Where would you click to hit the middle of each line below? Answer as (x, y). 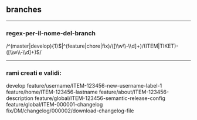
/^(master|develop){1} (32, 46)
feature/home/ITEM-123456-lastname (52, 92)
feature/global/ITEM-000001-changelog (55, 105)
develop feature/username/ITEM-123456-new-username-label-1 (84, 86)
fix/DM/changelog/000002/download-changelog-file (70, 111)
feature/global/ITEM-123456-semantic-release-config (100, 98)
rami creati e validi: (34, 73)
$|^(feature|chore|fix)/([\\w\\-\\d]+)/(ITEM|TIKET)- (118, 46)
